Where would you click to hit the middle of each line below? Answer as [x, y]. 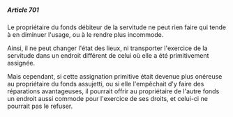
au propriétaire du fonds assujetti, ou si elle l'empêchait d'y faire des [106, 84]
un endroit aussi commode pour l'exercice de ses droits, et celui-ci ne [107, 98]
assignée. [21, 63]
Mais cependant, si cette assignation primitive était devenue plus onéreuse [115, 76]
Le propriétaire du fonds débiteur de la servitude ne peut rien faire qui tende [117, 27]
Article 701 [23, 10]
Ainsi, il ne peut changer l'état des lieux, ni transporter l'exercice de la [107, 48]
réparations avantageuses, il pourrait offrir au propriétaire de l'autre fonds [113, 91]
